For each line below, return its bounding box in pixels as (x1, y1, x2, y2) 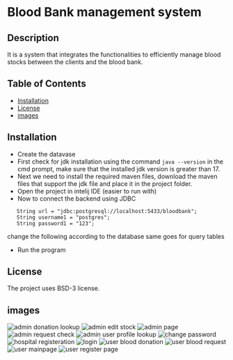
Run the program (17, 245, 66, 254)
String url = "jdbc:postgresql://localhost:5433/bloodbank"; (16, 208, 198, 214)
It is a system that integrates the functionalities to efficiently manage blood (7, 50, 221, 58)
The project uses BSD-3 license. (7, 284, 100, 292)
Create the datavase (17, 150, 76, 158)
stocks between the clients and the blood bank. (7, 58, 143, 66)
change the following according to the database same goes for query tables (7, 232, 225, 240)
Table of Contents (7, 78, 87, 90)
